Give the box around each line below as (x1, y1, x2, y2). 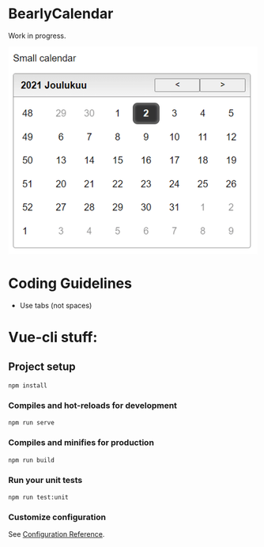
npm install (8, 382, 47, 390)
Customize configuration (8, 511, 107, 522)
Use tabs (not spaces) (19, 301, 92, 311)
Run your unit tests (8, 474, 83, 485)
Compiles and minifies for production (8, 437, 154, 448)
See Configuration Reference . (8, 530, 105, 539)
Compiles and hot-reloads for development (8, 400, 178, 411)
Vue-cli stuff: (8, 329, 98, 346)
